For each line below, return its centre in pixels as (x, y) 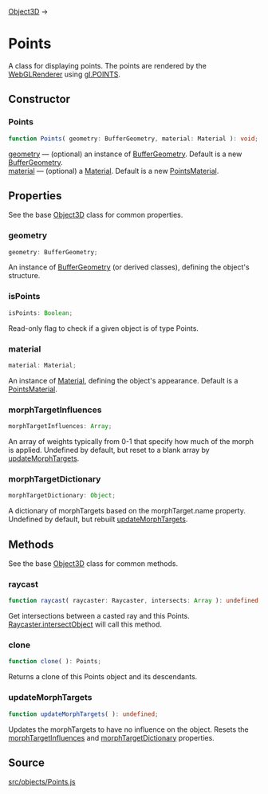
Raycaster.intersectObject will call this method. (85, 624)
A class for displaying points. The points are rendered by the (108, 65)
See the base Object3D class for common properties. (96, 215)
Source (27, 763)
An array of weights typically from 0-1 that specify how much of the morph (131, 441)
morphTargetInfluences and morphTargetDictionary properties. (112, 737)
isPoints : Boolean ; (41, 313)
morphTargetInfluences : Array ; (60, 426)
